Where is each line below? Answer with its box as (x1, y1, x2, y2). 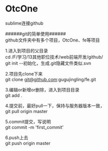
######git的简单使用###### (5, 30, 66, 36)
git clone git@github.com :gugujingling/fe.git (5, 76, 96, 82)
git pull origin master (5, 108, 48, 114)
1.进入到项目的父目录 (5, 47, 48, 53)
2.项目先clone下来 (5, 70, 43, 76)
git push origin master (5, 140, 51, 146)
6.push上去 (5, 134, 29, 140)
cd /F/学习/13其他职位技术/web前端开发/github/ (5, 53, 103, 60)
